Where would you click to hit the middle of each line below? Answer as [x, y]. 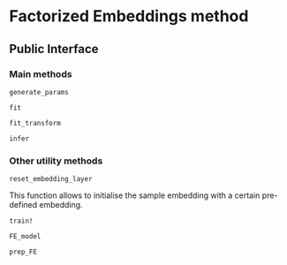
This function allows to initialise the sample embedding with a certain [135, 195]
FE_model [25, 237]
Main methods [41, 74]
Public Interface [54, 49]
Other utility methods [56, 161]
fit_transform [35, 123]
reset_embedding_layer [51, 179]
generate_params [39, 92]
